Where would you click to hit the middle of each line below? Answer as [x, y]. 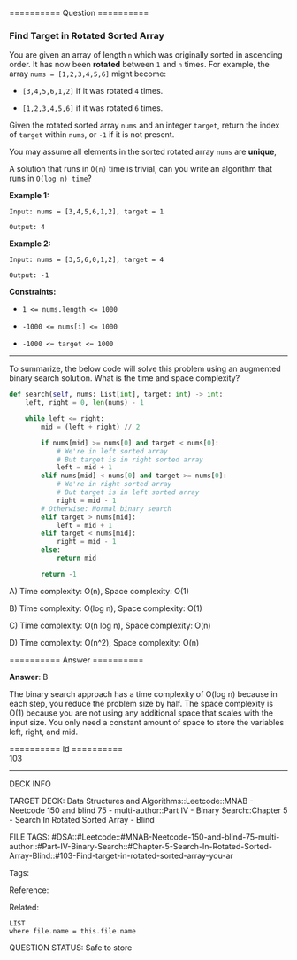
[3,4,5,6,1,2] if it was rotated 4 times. [92, 91]
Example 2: [30, 244]
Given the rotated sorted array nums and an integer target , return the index [145, 125]
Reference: [29, 890]
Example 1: [30, 196]
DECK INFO [30, 784]
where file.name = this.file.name [73, 931]
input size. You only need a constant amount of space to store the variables [147, 722]
